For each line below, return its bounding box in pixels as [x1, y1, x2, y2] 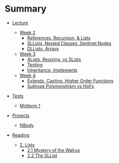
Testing [27, 62, 43, 68]
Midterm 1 [19, 102, 41, 108]
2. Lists [19, 142, 35, 148]
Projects [12, 112, 30, 119]
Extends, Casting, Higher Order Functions [27, 78, 114, 84]
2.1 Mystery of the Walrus [27, 147, 80, 153]
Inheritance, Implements [27, 67, 78, 73]
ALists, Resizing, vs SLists [27, 56, 81, 62]
